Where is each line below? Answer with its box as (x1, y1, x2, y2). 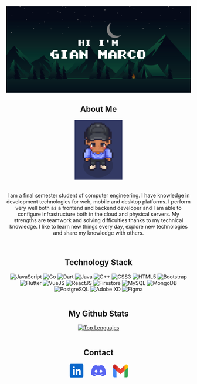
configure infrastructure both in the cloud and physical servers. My (17, 210, 180, 218)
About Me (80, 104, 117, 114)
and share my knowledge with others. (53, 229, 144, 236)
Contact (83, 347, 114, 358)
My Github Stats (68, 309, 129, 319)
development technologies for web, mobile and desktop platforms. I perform (6, 198, 191, 205)
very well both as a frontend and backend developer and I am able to (15, 204, 182, 211)
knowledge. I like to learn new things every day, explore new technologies (9, 223, 188, 230)
